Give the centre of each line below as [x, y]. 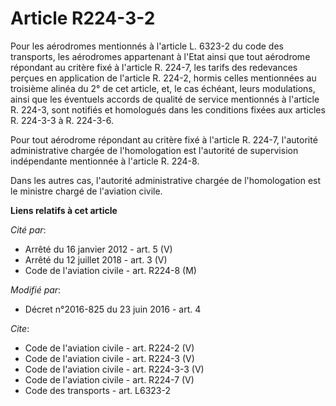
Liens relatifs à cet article [64, 210]
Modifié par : [36, 289]
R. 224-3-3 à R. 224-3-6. [62, 120]
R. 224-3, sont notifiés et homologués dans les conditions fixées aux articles [168, 109]
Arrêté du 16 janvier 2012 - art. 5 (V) [98, 249]
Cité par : [28, 229]
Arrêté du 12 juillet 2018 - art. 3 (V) [96, 259]
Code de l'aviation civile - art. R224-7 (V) [109, 379]
